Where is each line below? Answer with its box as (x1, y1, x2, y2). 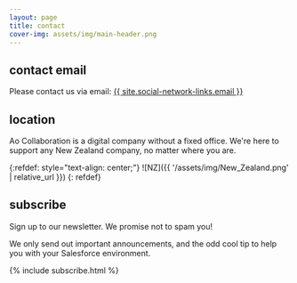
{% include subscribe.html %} (9, 264, 120, 276)
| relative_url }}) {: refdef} (9, 172, 102, 182)
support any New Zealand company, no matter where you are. (9, 145, 237, 156)
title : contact (9, 21, 66, 30)
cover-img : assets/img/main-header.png (9, 29, 157, 38)
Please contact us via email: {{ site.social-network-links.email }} (9, 86, 244, 97)
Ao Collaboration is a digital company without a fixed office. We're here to (9, 135, 280, 146)
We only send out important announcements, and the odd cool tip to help (9, 238, 277, 249)
